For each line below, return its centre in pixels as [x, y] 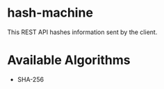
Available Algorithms [69, 60]
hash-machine [50, 13]
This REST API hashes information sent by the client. [82, 32]
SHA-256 [30, 79]
